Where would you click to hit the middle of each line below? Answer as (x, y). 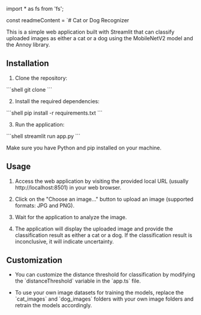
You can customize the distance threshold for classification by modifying (105, 275)
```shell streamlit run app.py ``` (43, 136)
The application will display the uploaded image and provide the (94, 229)
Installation (28, 63)
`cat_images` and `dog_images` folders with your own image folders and (104, 299)
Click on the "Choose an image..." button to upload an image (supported (104, 199)
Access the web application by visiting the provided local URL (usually (102, 181)
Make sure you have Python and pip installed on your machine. (84, 148)
